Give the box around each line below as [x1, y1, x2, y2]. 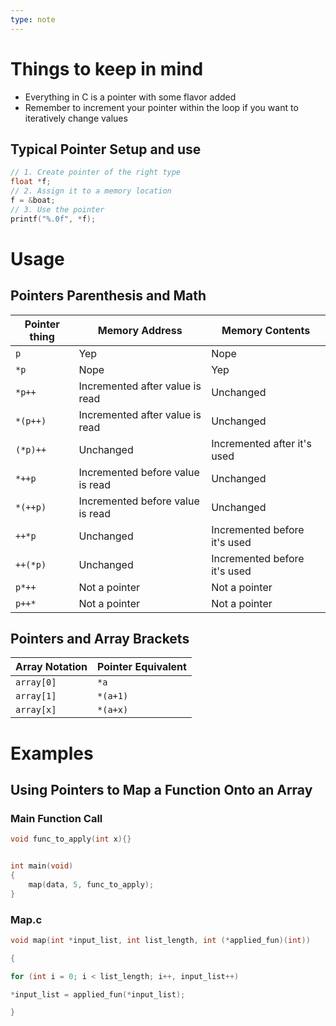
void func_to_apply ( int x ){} [10, 834, 132, 845]
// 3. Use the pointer [10, 204, 105, 215]
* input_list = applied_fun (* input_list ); [10, 989, 186, 1000]
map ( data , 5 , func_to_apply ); [28, 879, 155, 890]
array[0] [15, 677, 57, 688]
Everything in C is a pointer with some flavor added [24, 91, 237, 103]
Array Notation [15, 660, 88, 674]
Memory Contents [221, 323, 311, 337]
